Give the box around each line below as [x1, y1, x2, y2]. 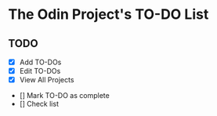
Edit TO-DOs [19, 67, 61, 76]
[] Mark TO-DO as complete [19, 91, 110, 100]
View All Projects [19, 75, 74, 85]
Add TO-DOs [19, 57, 62, 67]
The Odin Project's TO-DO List [8, 5, 209, 24]
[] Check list [19, 100, 59, 109]
